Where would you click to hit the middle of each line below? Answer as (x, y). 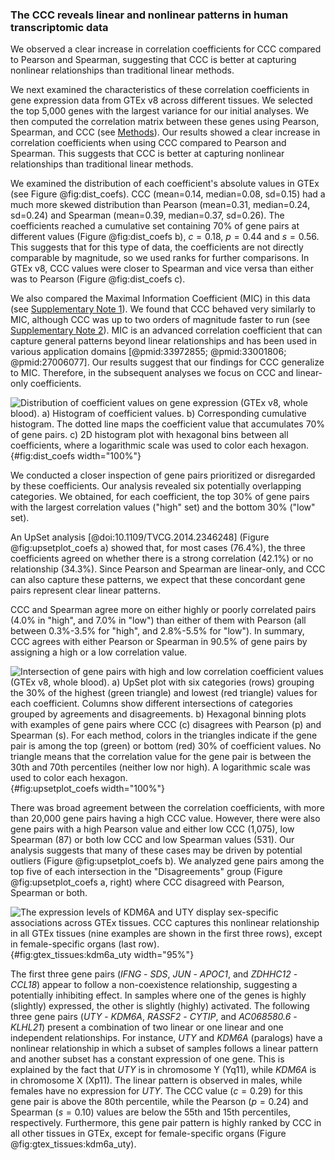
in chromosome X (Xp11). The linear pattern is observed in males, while (156, 1080)
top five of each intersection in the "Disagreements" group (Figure (146, 872)
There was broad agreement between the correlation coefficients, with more (167, 808)
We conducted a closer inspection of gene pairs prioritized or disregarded (163, 475)
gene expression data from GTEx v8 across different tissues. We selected (161, 100)
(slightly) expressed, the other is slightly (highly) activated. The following (160, 1006)
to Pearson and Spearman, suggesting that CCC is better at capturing (153, 60)
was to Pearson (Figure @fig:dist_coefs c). (98, 279)
